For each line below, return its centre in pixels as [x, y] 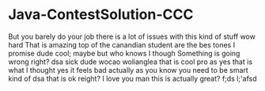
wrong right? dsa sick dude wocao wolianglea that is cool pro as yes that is [131, 62]
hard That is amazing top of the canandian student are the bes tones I [122, 44]
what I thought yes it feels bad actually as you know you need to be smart [129, 70]
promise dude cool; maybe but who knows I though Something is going [124, 53]
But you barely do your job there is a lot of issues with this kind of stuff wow [132, 36]
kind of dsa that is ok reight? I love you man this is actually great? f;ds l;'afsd [132, 78]
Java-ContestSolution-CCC [101, 15]
